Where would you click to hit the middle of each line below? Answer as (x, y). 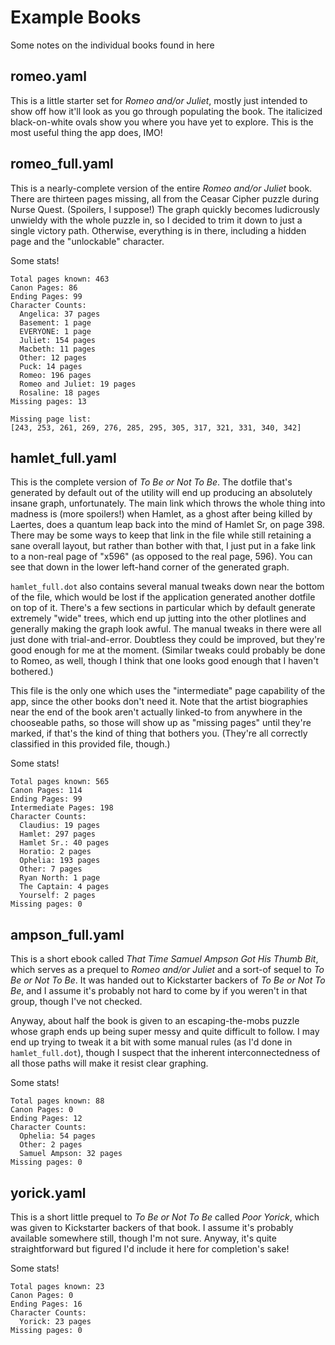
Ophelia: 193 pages (60, 861)
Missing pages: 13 (48, 401)
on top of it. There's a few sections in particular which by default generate (163, 608)
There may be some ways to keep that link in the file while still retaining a (161, 535)
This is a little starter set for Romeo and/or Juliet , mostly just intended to (159, 100)
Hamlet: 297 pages (58, 834)
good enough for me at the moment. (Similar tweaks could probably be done (168, 650)
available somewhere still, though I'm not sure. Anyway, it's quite (143, 1238)
